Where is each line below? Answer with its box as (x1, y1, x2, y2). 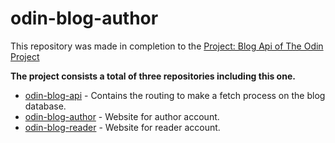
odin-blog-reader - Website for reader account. (24, 121, 221, 133)
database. (24, 100, 67, 112)
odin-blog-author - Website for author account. (24, 110, 220, 122)
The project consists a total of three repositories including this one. (10, 70, 296, 82)
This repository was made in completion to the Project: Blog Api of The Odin (10, 40, 324, 52)
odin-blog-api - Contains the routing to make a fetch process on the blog (24, 89, 326, 101)
